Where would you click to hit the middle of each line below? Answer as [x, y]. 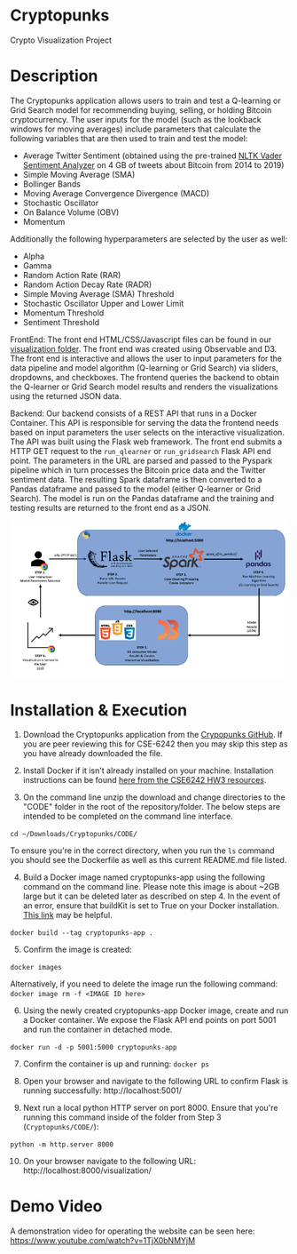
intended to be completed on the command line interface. [128, 816]
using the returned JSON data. [66, 395]
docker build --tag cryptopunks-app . [82, 933]
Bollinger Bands [52, 184]
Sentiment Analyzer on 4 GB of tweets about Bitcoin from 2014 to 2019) [153, 164]
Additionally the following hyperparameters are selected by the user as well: [149, 239]
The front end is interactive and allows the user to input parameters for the [146, 358]
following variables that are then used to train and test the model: [129, 138]
